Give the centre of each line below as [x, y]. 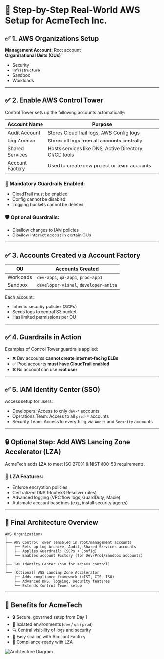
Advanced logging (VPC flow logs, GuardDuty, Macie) [66, 497]
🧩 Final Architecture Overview [52, 523]
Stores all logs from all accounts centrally [95, 141]
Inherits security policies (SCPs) [44, 307]
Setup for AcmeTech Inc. [56, 20]
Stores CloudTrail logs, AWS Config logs [94, 133]
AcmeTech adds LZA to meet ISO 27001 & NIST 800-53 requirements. [75, 464]
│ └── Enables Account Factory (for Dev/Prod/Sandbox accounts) [74, 555]
